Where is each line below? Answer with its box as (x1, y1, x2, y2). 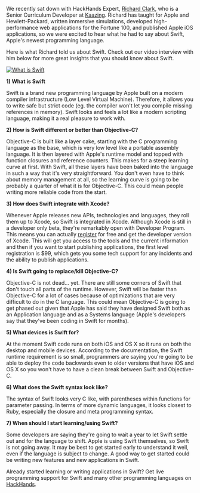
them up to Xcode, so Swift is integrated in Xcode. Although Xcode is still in (6, 218, 192, 225)
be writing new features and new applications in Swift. (6, 457, 140, 463)
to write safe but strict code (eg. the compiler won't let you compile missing (6, 102, 192, 109)
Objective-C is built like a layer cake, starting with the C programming (6, 138, 177, 145)
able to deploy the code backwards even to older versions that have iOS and (6, 359, 194, 366)
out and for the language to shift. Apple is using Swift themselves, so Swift (6, 437, 189, 444)
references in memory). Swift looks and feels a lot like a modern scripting (6, 109, 186, 115)
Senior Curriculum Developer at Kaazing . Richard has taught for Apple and (6, 11, 189, 19)
